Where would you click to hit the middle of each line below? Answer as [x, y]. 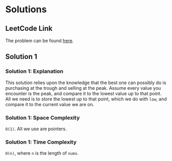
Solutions [26, 9]
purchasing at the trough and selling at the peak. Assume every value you [83, 88]
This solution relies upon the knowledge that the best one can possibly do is [86, 83]
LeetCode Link [29, 28]
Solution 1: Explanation [34, 71]
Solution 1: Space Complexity [43, 117]
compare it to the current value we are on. [50, 104]
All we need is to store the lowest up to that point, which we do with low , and [86, 99]
